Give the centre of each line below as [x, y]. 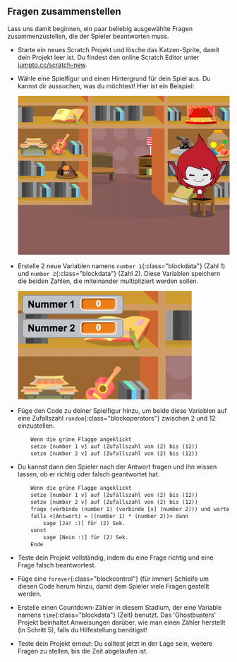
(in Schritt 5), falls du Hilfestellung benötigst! [82, 630]
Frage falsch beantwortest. [57, 565]
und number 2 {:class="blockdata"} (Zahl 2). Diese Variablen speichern [119, 273]
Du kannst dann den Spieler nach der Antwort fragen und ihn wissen [117, 467]
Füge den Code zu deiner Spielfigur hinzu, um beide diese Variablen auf [122, 410]
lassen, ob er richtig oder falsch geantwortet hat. [89, 474]
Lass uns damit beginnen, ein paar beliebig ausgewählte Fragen [100, 28]
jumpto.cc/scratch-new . [52, 65]
